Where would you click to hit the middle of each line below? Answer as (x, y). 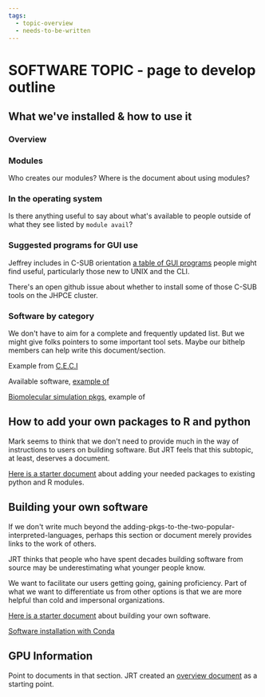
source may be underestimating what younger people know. (107, 568)
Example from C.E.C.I (43, 366)
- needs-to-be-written (53, 30)
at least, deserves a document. (59, 458)
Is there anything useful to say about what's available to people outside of (130, 216)
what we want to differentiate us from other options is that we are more (125, 591)
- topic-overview (44, 23)
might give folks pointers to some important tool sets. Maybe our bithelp (127, 342)
